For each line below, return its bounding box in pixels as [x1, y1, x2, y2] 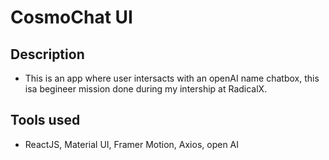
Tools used [10, 112, 81, 129]
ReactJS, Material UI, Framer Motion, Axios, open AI [24, 138, 240, 150]
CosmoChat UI [10, 6, 133, 29]
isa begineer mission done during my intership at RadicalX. [24, 83, 268, 95]
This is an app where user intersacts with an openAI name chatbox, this [24, 72, 320, 84]
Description [10, 46, 85, 63]
